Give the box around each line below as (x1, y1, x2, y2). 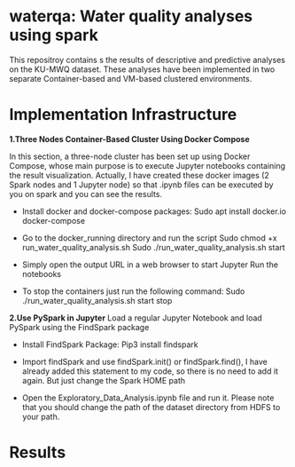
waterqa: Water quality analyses (9, 6, 253, 27)
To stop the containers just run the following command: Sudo (21, 286, 245, 297)
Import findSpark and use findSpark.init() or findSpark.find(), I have (21, 356, 268, 367)
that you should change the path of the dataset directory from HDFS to (21, 401, 281, 412)
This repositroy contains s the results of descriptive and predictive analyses (9, 54, 286, 65)
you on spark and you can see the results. (9, 188, 162, 199)
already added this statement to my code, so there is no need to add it (21, 366, 279, 376)
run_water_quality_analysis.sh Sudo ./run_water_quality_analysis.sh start (21, 241, 285, 252)
